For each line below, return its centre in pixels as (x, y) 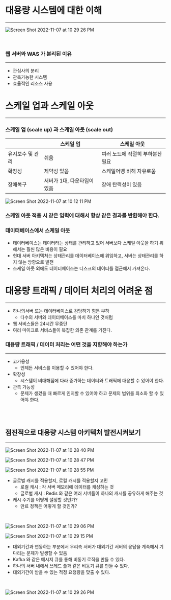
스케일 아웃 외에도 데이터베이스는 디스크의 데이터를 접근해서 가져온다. (81, 268)
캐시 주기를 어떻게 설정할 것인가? (45, 499)
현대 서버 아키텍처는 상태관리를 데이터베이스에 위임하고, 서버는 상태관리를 (85, 256)
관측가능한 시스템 (30, 77)
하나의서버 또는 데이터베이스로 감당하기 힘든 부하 (61, 311)
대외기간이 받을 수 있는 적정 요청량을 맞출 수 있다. (61, 572)
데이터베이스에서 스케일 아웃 (38, 230)
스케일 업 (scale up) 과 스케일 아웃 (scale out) (59, 130)
